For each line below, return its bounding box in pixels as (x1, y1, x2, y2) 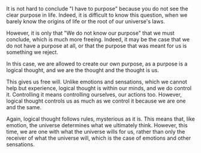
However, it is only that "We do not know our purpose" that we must (6, 29, 175, 37)
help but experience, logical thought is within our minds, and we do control (6, 85, 191, 92)
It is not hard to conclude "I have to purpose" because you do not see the (6, 5, 188, 12)
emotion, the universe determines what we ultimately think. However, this (6, 122, 188, 128)
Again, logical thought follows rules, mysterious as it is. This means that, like (6, 115, 196, 122)
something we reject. (6, 49, 58, 56)
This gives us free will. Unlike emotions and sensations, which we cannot (6, 78, 188, 85)
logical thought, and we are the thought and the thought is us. (6, 67, 159, 74)
